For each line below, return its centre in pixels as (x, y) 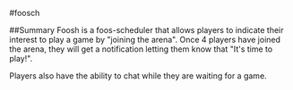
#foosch (25, 13)
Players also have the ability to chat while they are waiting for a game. (138, 76)
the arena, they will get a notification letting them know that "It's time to (141, 49)
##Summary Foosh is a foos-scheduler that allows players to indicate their (146, 30)
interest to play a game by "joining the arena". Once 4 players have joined (145, 40)
